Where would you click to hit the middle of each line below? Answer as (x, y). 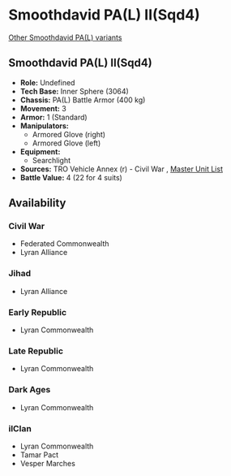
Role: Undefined (47, 82)
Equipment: (40, 151)
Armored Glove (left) (66, 143)
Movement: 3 (43, 108)
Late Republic (36, 351)
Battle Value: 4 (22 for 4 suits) (71, 177)
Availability (37, 203)
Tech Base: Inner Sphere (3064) (75, 91)
